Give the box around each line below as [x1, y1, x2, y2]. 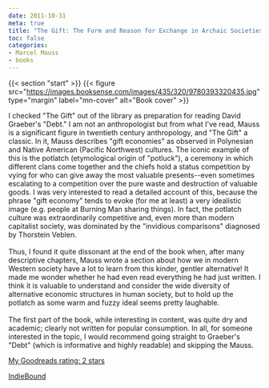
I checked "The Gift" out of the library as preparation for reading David [8, 110, 242, 120]
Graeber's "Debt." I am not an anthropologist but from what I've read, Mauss [8, 119, 260, 129]
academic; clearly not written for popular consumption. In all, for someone [8, 323, 253, 333]
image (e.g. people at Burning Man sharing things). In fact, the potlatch [8, 204, 243, 214]
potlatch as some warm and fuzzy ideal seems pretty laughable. [8, 298, 220, 307]
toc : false [8, 34, 45, 42]
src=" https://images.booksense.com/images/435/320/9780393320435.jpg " [8, 86, 260, 96]
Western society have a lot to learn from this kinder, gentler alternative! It [8, 263, 249, 273]
